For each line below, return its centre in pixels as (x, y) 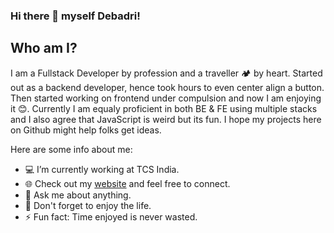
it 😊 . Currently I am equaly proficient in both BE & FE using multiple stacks (164, 108)
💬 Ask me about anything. (78, 195)
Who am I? (44, 48)
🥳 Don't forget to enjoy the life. (88, 205)
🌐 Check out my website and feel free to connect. (127, 183)
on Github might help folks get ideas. (86, 130)
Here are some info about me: (71, 149)
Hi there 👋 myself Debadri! (75, 16)
